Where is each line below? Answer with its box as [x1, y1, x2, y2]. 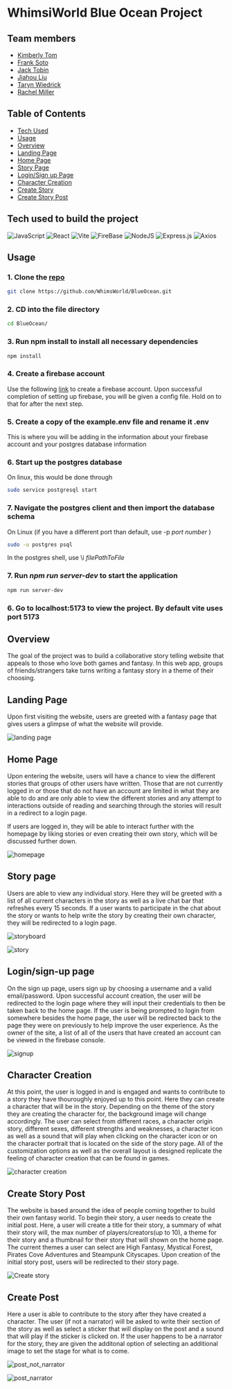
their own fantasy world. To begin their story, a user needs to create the [7, 1214, 212, 1222]
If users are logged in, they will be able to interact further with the [7, 822, 194, 830]
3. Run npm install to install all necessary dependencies [7, 337, 199, 347]
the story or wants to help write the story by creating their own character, [7, 911, 216, 919]
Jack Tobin [17, 66, 49, 74]
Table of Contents [7, 108, 87, 120]
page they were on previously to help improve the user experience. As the [7, 1021, 218, 1029]
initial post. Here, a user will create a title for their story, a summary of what [7, 1221, 222, 1229]
